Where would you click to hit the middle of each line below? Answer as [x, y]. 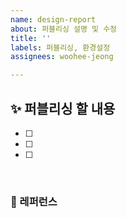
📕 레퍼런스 [34, 201]
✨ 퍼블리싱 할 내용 [63, 108]
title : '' [31, 38]
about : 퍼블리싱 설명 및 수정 [64, 29]
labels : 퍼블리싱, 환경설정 [60, 47]
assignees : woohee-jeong [62, 57]
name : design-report [53, 19]
